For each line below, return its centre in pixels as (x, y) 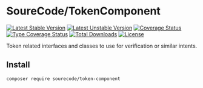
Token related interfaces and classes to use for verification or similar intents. (102, 46)
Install (18, 65)
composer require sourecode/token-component (63, 79)
